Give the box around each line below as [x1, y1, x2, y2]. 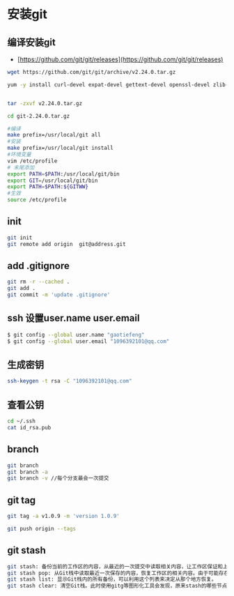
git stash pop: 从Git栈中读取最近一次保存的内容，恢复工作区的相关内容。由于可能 [7, 570, 219, 576]
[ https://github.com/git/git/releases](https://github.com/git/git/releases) [17, 55, 224, 63]
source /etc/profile [7, 197, 68, 204]
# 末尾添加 [7, 164, 35, 171]
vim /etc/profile [7, 158, 58, 165]
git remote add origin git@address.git [7, 240, 127, 247]
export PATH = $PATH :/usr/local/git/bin [7, 170, 120, 178]
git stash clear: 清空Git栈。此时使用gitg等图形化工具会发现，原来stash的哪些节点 [7, 583, 228, 590]
